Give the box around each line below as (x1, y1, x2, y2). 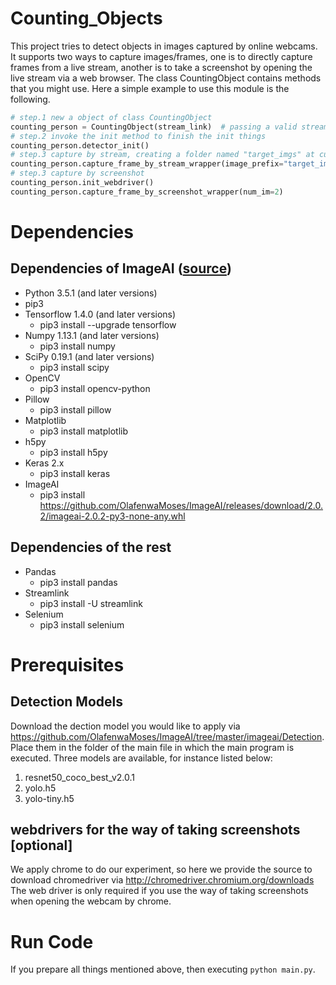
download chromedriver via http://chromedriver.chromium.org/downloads (10, 874, 315, 886)
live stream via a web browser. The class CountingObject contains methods (10, 72, 322, 84)
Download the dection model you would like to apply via (10, 720, 241, 732)
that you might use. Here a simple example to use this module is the (10, 82, 290, 94)
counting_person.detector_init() (10, 140, 150, 151)
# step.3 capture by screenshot (10, 168, 145, 179)
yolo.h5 (24, 782, 57, 794)
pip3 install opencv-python (39, 382, 151, 394)
